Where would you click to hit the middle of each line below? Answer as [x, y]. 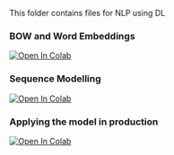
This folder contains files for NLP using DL [87, 13]
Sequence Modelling [55, 79]
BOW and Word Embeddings [73, 36]
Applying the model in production [84, 122]
